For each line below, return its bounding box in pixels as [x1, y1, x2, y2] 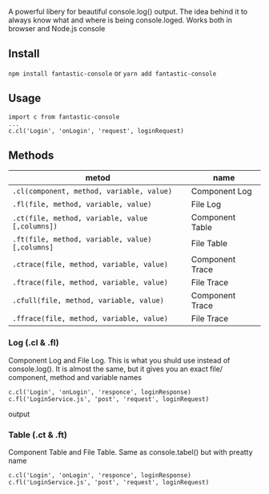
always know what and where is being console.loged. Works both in [8, 15, 232, 25]
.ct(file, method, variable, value [12, 214, 148, 223]
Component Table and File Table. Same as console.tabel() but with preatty [8, 447, 254, 457]
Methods [8, 148, 54, 163]
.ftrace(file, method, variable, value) [12, 278, 168, 287]
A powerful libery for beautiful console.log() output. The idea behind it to [8, 7, 248, 16]
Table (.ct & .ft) [8, 429, 68, 440]
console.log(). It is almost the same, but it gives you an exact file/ [8, 364, 223, 374]
